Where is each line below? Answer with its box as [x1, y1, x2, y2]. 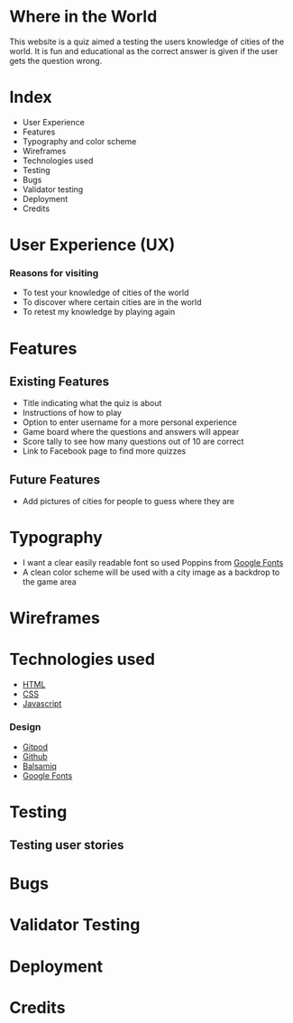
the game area [22, 576, 77, 587]
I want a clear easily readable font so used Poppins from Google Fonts [22, 558, 284, 568]
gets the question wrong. [9, 55, 103, 66]
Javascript [22, 698, 62, 709]
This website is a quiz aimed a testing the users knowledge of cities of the [9, 36, 285, 47]
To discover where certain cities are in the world [22, 297, 202, 308]
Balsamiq [22, 760, 57, 771]
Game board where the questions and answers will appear [22, 427, 240, 438]
